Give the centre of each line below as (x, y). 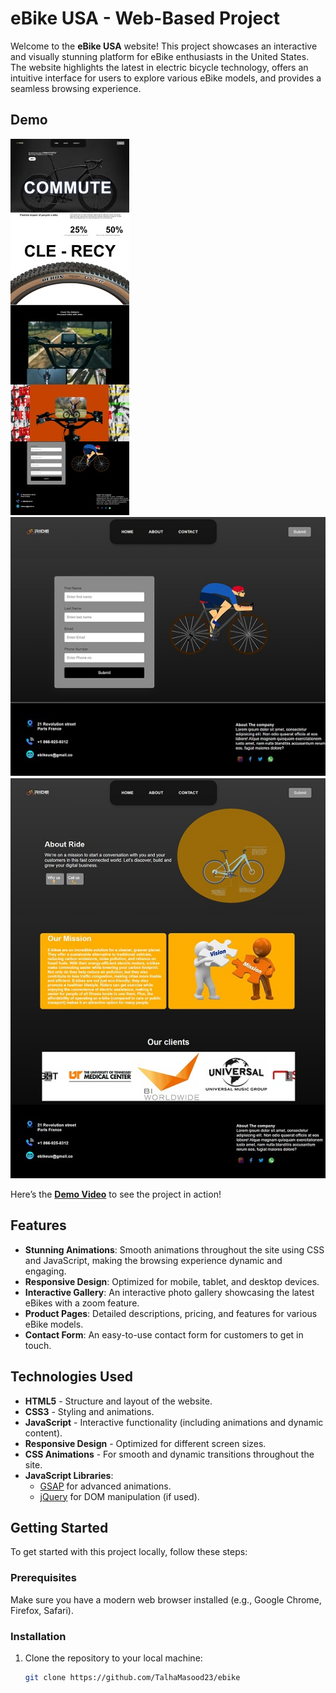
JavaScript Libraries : (69, 1475)
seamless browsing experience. (76, 88)
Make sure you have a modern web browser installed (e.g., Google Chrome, (166, 1599)
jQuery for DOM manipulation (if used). (119, 1496)
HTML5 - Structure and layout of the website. (118, 1401)
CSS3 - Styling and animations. (89, 1411)
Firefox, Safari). (42, 1610)
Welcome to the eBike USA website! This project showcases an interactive (164, 46)
